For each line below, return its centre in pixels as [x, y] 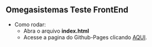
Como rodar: [30, 24]
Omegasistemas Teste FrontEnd [67, 10]
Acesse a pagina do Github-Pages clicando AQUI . [85, 37]
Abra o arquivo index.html [56, 31]
